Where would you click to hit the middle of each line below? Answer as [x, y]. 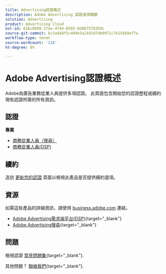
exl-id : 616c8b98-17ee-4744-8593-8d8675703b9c [55, 29]
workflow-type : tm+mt [28, 38]
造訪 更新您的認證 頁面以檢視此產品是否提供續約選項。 [62, 177]
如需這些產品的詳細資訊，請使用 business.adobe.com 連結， [68, 208]
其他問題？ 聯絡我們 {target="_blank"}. [45, 266]
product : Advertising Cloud [35, 24]
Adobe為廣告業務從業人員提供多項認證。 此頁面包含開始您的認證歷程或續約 [83, 93]
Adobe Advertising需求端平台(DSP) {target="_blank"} [67, 219]
